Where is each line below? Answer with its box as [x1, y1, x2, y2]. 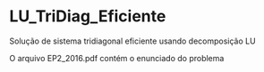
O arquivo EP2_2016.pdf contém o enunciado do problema [9, 52, 225, 63]
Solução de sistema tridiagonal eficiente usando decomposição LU [9, 36, 257, 46]
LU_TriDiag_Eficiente [9, 6, 166, 27]
